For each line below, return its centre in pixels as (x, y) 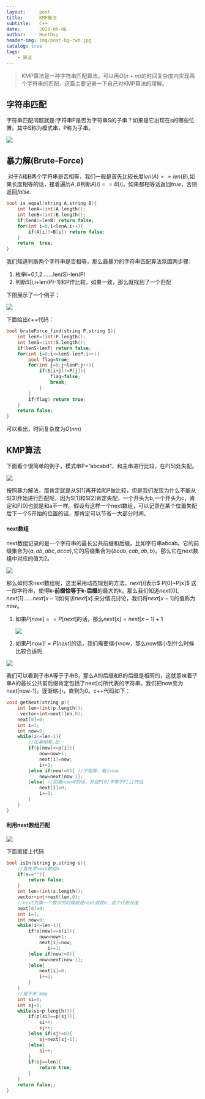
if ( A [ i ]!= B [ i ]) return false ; (67, 232)
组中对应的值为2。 (30, 559)
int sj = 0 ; (30, 1005)
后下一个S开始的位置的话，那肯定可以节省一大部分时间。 (78, 513)
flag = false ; (65, 377)
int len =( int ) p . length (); (50, 708)
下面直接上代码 (25, 851)
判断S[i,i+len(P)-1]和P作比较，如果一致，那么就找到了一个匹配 (93, 282)
